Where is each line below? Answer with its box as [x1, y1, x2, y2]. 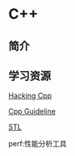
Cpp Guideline [8, 107, 56, 116]
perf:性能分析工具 [8, 139, 67, 149]
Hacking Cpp [8, 91, 52, 101]
